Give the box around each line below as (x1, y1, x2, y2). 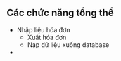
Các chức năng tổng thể (6, 7, 114, 19)
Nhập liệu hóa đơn (16, 25, 70, 34)
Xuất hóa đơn (27, 33, 67, 41)
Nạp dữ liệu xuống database (27, 40, 110, 49)
